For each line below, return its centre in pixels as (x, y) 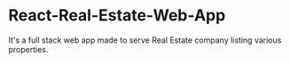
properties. (28, 49)
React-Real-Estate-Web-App (117, 16)
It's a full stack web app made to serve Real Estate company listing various (145, 40)
